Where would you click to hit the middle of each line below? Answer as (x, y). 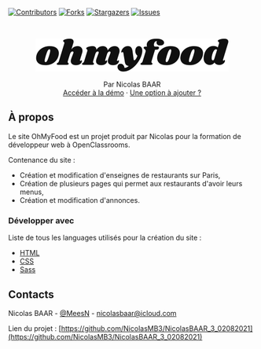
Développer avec (41, 220)
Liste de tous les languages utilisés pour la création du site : (105, 238)
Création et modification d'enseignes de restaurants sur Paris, (120, 175)
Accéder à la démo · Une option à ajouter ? (132, 93)
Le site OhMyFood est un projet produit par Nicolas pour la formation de (125, 136)
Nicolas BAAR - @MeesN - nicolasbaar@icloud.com (92, 313)
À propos (31, 118)
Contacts (31, 294)
